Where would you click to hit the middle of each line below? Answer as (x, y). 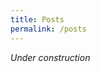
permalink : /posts (48, 29)
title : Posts (37, 19)
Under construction (50, 57)
